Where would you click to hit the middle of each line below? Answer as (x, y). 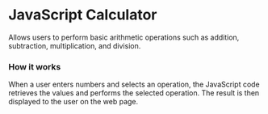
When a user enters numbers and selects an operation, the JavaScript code (134, 84)
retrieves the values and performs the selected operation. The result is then (134, 93)
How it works (35, 66)
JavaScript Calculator (83, 15)
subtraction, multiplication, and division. (75, 45)
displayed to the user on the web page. (73, 102)
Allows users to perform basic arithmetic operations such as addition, (124, 37)
